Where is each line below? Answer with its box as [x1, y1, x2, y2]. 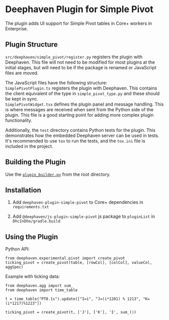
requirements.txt [12, 205, 49, 210]
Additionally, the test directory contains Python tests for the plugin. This [5, 127, 155, 133]
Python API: [5, 246, 30, 252]
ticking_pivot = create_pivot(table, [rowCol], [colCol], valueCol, [5, 260, 152, 265]
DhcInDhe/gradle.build [12, 219, 61, 224]
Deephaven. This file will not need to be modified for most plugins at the [5, 59, 155, 65]
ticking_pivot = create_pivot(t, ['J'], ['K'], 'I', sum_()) [5, 310, 137, 315]
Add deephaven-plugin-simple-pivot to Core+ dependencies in [12, 199, 144, 205]
